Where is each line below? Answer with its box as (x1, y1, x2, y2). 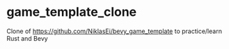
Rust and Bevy (6, 34, 48, 42)
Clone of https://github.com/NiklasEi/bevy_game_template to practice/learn (6, 27, 222, 35)
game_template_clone (6, 4, 137, 20)
